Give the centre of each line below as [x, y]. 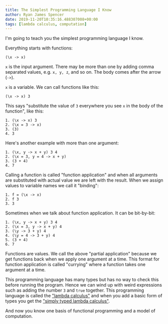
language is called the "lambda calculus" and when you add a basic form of [84, 296]
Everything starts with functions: [39, 48]
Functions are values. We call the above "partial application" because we [81, 254]
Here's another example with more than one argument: [62, 143]
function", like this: [24, 111]
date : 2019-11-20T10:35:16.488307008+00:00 [52, 19]
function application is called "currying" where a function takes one [75, 264]
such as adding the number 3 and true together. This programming [75, 290]
